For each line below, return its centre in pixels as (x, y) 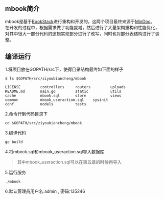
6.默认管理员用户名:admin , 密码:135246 (45, 191)
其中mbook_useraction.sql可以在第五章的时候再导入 (69, 162)
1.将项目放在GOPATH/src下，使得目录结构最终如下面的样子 (64, 69)
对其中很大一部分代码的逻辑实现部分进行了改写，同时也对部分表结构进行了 (80, 34)
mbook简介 (23, 9)
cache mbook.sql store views (63, 96)
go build (14, 142)
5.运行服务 (15, 172)
